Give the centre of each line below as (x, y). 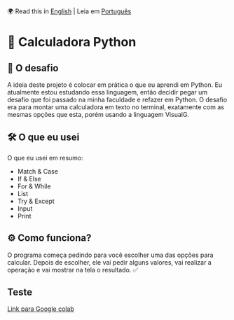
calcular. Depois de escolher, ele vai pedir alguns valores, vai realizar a (109, 262)
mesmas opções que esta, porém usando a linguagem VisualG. (98, 114)
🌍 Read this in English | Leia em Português (69, 11)
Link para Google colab (41, 309)
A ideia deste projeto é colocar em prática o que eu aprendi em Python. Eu (115, 85)
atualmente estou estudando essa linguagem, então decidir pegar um (108, 92)
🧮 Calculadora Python (72, 42)
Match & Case (37, 171)
